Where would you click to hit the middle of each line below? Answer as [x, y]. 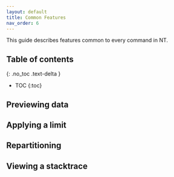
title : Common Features [36, 18]
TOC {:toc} [28, 86]
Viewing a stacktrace [47, 166]
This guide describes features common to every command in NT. [87, 40]
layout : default [27, 12]
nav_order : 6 [23, 23]
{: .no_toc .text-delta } [34, 74]
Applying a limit [36, 125]
